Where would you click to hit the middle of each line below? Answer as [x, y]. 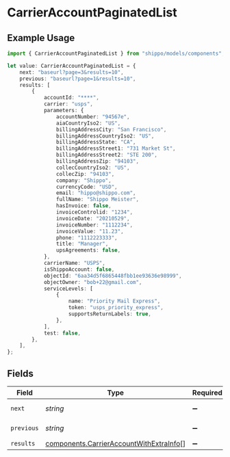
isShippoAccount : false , [79, 269]
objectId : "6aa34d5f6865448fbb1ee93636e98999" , [113, 276]
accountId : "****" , [71, 98]
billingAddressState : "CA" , [96, 142]
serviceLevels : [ [68, 289]
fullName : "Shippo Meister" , [97, 200]
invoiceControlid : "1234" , [94, 212]
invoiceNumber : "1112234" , [94, 225]
